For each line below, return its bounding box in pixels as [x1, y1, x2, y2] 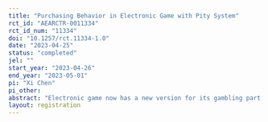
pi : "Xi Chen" [8, 79, 56, 87]
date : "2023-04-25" [8, 42, 74, 50]
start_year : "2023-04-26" [8, 64, 95, 72]
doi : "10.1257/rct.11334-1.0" [8, 34, 110, 43]
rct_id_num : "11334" [8, 26, 78, 35]
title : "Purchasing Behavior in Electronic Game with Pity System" [8, 11, 240, 20]
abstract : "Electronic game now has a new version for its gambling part [8, 94, 262, 102]
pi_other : [8, 86, 42, 95]
